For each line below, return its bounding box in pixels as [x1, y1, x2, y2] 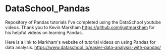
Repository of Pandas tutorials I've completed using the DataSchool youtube [5, 19, 161, 25]
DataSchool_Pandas [5, 3, 90, 14]
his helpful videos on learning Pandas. [5, 29, 83, 35]
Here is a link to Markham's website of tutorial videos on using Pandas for [5, 39, 156, 45]
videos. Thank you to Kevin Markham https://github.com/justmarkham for [5, 24, 155, 30]
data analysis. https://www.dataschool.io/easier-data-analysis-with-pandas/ [5, 44, 161, 50]
